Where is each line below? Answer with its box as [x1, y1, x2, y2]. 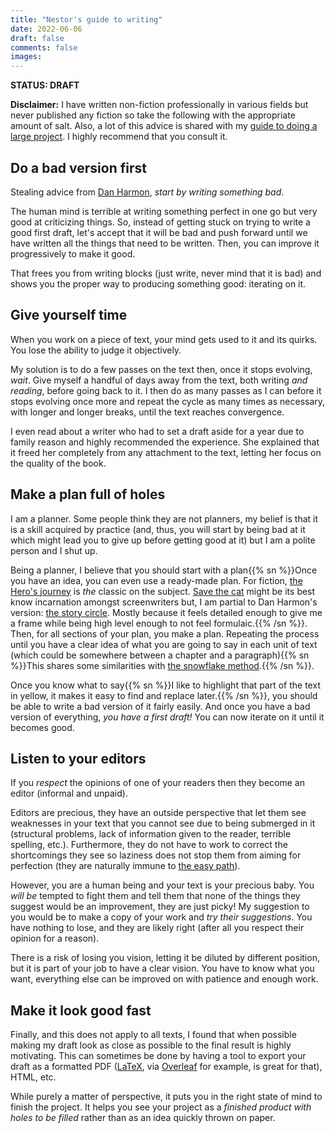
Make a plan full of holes [10, 486, 166, 503]
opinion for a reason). [10, 932, 100, 945]
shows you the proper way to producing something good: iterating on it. [10, 277, 307, 290]
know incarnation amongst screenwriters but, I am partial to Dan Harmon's [10, 596, 318, 608]
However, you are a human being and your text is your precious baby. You [10, 879, 315, 891]
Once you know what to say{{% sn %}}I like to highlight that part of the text [10, 679, 321, 691]
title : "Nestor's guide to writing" [10, 14, 163, 25]
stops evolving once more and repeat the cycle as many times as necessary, [10, 395, 326, 407]
